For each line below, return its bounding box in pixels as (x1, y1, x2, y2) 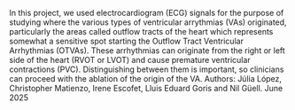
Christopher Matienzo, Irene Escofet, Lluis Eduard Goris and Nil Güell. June (9, 83, 283, 93)
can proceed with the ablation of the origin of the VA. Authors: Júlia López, (9, 74, 282, 83)
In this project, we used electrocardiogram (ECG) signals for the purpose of (9, 8, 284, 18)
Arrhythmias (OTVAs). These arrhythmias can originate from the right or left (9, 45, 285, 56)
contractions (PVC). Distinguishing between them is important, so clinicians (9, 64, 284, 75)
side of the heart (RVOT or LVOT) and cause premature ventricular (9, 55, 251, 65)
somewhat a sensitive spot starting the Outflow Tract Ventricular (9, 35, 244, 46)
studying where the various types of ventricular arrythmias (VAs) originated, (9, 17, 287, 27)
